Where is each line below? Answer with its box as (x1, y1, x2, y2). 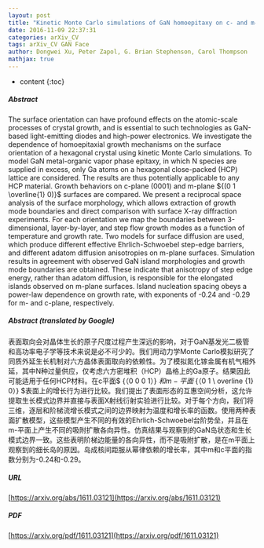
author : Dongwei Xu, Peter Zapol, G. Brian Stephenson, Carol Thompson (8, 48, 247, 56)
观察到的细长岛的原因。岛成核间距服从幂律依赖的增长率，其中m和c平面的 (8, 444, 246, 454)
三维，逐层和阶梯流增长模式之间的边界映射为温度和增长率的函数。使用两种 (8, 405, 249, 415)
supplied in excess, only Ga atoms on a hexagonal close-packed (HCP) (8, 164, 238, 174)
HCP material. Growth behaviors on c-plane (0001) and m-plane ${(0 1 (8, 181, 236, 191)
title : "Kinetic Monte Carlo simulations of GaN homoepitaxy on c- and (8, 19, 247, 27)
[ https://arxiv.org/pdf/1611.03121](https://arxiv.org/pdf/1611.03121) (8, 531, 219, 540)
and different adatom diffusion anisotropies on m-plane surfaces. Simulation (8, 248, 255, 258)
